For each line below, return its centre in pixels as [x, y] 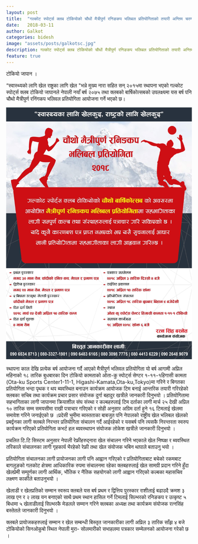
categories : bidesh [30, 38]
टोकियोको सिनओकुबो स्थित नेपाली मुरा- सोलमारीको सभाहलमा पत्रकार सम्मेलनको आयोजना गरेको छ [98, 529]
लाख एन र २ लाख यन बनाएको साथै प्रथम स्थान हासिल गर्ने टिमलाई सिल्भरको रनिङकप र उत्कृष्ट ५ [96, 497]
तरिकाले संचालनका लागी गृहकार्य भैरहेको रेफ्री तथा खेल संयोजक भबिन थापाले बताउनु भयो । [90, 447]
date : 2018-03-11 [30, 25]
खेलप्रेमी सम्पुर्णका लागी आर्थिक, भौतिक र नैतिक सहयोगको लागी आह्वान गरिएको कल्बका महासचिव [94, 472]
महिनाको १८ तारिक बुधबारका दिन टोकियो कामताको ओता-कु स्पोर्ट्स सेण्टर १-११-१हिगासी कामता [96, 376]
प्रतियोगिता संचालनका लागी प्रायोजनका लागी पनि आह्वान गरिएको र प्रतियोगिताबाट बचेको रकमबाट [94, 459]
